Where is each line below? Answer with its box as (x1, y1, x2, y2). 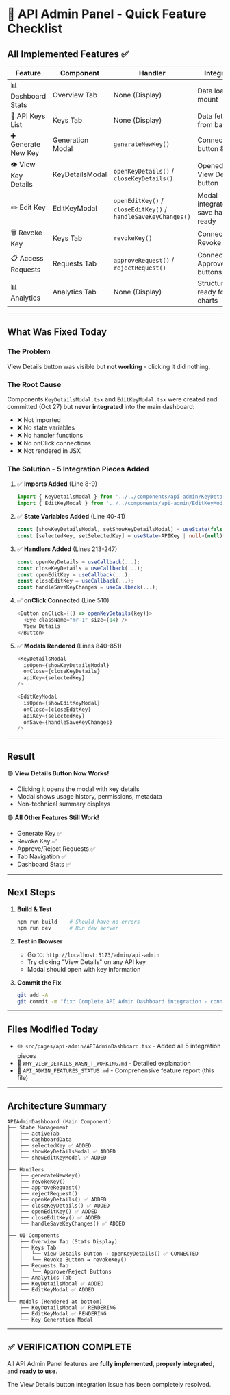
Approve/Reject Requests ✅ (16, 845, 96, 853)
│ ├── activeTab (7, 1130, 60, 1138)
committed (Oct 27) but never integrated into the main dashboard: (7, 402, 195, 410)
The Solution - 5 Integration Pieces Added (7, 464, 149, 473)
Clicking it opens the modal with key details (16, 785, 140, 793)
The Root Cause (7, 379, 62, 389)
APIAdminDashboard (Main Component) (7, 1118, 112, 1125)
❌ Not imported (16, 415, 62, 424)
